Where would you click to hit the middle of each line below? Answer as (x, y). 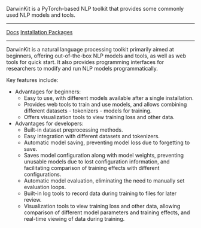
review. (33, 200)
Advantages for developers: (49, 123)
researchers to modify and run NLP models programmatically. (82, 69)
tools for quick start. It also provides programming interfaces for (85, 62)
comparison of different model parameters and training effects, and (107, 212)
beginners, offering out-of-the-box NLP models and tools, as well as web (96, 56)
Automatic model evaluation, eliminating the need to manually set (104, 181)
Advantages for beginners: (48, 92)
